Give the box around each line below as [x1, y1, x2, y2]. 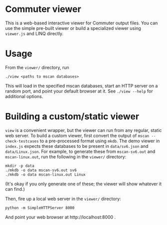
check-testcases [5, 138, 39, 144]
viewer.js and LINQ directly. [5, 30, 64, 36]
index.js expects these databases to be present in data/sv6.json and [5, 143, 149, 149]
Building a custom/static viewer [5, 111, 140, 122]
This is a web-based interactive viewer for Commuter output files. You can [5, 20, 158, 26]
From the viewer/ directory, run [5, 64, 70, 70]
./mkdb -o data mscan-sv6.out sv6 [5, 168, 77, 173]
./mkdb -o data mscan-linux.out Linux [5, 172, 86, 177]
